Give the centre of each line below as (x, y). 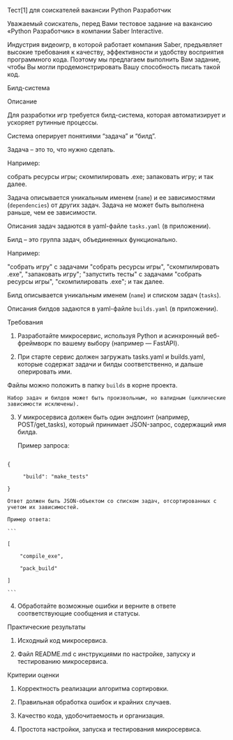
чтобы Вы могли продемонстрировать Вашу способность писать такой (114, 67)
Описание (22, 101)
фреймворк (35, 343)
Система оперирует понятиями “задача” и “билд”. (82, 136)
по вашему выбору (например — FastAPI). (116, 343)
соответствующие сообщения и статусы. (79, 613)
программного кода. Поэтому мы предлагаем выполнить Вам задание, (114, 59)
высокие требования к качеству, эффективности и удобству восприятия (116, 52)
